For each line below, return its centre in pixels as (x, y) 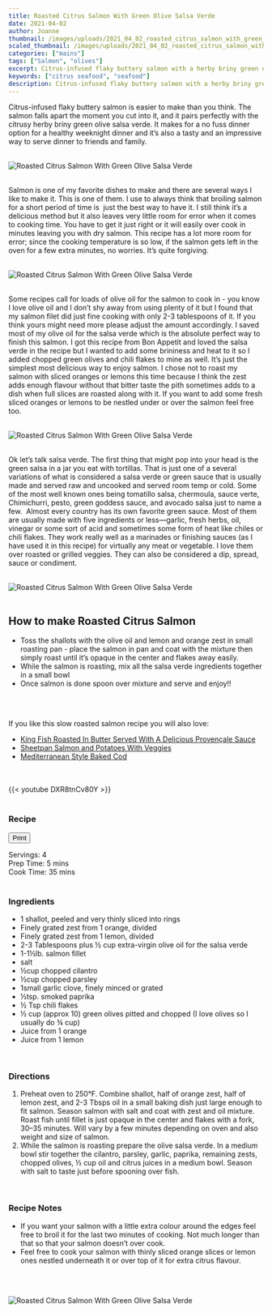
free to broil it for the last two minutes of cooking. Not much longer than (140, 1234)
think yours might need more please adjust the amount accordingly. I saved (134, 324)
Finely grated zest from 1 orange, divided (89, 927)
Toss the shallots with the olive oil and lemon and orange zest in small (136, 640)
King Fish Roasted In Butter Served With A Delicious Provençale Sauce (138, 739)
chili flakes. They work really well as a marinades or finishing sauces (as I (131, 537)
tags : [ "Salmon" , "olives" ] (56, 62)
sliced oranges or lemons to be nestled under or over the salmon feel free (131, 402)
